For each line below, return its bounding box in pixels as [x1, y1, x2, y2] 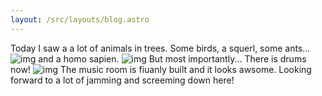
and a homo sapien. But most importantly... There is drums [38, 52, 307, 65]
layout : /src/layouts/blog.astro [10, 14, 150, 25]
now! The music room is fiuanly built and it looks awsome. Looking [10, 63, 312, 75]
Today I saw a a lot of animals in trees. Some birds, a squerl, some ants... [10, 42, 311, 54]
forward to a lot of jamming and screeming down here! [10, 74, 235, 86]
